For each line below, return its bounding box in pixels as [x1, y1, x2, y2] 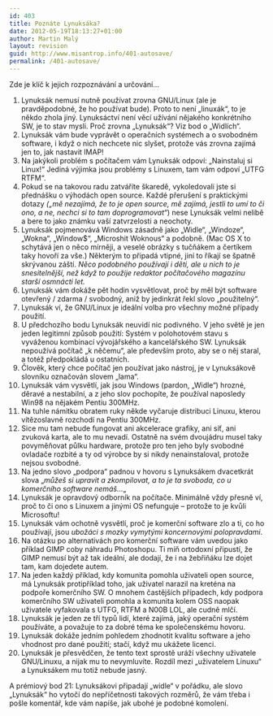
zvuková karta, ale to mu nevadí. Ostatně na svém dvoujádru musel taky [20, 432, 262, 441]
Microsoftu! [20, 510, 60, 519]
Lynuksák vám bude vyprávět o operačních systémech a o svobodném [20, 129, 258, 139]
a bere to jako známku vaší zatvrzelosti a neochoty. [20, 216, 193, 226]
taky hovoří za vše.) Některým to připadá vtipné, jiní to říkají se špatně [20, 250, 256, 260]
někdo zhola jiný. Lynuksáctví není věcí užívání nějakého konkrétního [20, 112, 251, 122]
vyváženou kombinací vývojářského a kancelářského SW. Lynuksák [20, 336, 247, 346]
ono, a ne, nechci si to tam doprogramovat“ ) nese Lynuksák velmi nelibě [20, 207, 264, 217]
